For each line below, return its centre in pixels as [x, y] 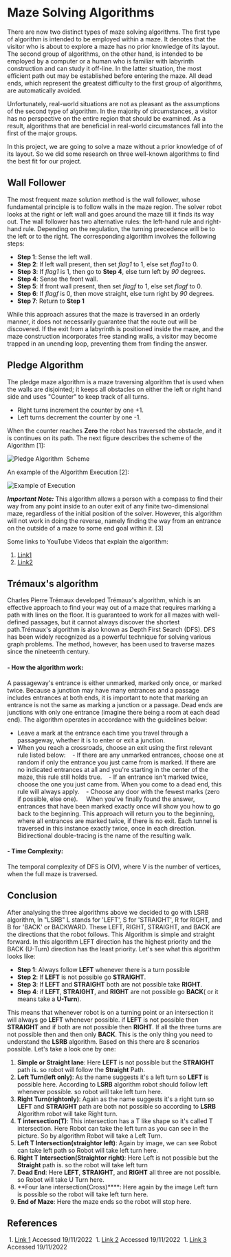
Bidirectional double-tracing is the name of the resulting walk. [104, 835]
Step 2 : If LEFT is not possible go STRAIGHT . [81, 977]
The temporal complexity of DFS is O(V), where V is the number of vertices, [114, 867]
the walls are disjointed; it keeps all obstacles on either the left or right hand [114, 389]
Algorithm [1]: [26, 445]
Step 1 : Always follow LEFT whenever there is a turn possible [103, 969]
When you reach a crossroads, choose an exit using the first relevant [114, 747]
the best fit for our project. [45, 161]
